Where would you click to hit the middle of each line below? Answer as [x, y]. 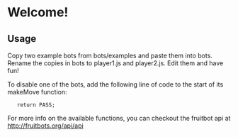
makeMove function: [37, 92]
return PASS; [36, 105]
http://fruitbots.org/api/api [45, 126]
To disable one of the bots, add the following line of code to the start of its [115, 84]
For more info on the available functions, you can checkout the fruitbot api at [119, 118]
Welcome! [38, 12]
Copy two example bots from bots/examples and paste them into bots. [110, 55]
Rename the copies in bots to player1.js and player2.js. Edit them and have [115, 63]
